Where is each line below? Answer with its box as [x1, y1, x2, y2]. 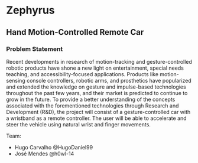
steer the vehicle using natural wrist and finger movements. [6, 120, 151, 128]
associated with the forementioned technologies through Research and [6, 102, 179, 109]
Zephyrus [6, 4, 55, 17]
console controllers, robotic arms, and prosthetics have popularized [26, 77, 191, 84]
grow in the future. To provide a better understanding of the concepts [6, 96, 176, 103]
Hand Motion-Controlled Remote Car [6, 27, 144, 37]
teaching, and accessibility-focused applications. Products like [6, 70, 158, 77]
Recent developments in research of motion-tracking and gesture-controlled [6, 58, 192, 65]
